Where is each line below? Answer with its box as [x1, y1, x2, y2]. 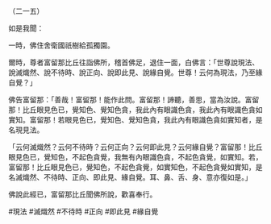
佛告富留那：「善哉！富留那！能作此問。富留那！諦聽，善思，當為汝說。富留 [8, 95, 260, 104]
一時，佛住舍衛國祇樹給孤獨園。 [8, 40, 115, 50]
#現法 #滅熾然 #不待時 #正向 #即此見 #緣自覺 [8, 207, 159, 216]
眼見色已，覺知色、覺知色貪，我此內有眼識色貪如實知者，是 [64, 115, 263, 124]
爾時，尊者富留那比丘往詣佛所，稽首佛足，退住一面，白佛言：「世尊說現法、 [8, 58, 260, 67]
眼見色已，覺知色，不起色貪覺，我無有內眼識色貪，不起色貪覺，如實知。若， [8, 152, 263, 162]
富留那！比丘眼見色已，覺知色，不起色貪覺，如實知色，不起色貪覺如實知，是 [8, 163, 263, 172]
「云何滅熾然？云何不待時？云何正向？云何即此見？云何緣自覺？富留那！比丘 [8, 143, 263, 151]
